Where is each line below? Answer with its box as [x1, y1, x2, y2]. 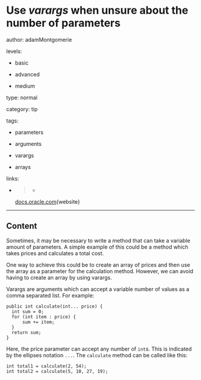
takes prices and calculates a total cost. [6, 249, 104, 257]
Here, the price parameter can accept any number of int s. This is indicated [6, 345, 192, 353]
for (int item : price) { [11, 314, 77, 320]
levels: [6, 47, 22, 54]
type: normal [6, 94, 38, 101]
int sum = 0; [11, 308, 44, 314]
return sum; [11, 329, 42, 335]
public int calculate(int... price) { [6, 303, 103, 309]
